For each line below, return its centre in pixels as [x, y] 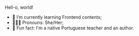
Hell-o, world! [19, 7]
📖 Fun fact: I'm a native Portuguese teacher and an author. [73, 28]
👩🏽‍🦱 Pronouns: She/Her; [38, 23]
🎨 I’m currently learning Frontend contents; [57, 17]
